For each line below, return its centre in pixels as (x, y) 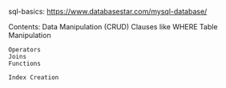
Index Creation (34, 78)
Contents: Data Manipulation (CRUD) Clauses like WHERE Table (113, 27)
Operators (25, 50)
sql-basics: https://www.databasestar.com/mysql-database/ (108, 11)
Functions (25, 63)
